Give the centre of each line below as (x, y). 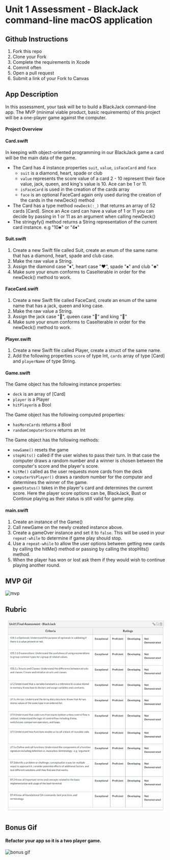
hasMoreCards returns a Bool (42, 425)
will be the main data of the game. (41, 158)
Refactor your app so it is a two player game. (53, 841)
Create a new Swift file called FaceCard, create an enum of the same (85, 300)
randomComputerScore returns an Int (49, 430)
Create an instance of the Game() (48, 522)
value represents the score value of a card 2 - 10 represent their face (93, 178)
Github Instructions (37, 39)
